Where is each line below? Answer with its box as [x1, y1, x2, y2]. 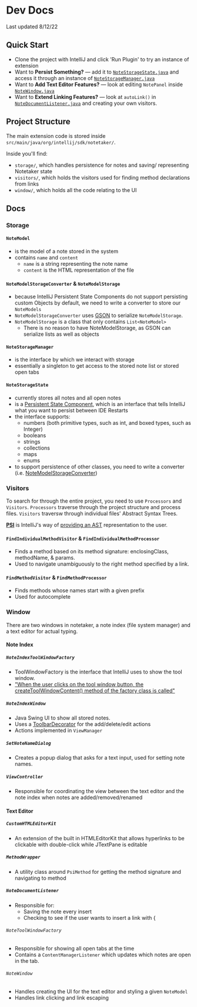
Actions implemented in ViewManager [14, 727, 103, 734]
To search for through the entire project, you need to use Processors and [6, 497, 182, 504]
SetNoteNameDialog [6, 740, 51, 746]
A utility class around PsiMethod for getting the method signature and [14, 868, 181, 875]
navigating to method [14, 874, 66, 881]
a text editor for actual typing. [6, 628, 78, 635]
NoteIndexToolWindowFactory [6, 655, 75, 661]
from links [14, 180, 39, 187]
